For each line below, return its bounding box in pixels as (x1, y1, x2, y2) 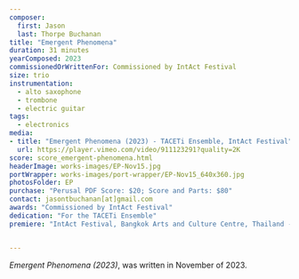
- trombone (17, 95, 58, 105)
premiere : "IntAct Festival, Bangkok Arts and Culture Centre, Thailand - (9, 219, 293, 228)
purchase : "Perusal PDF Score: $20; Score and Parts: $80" (9, 187, 233, 195)
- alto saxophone (17, 87, 82, 96)
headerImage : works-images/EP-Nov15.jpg (9, 162, 162, 171)
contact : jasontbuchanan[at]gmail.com (9, 195, 153, 204)
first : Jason (17, 21, 66, 30)
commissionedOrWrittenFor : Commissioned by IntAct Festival (9, 63, 238, 72)
